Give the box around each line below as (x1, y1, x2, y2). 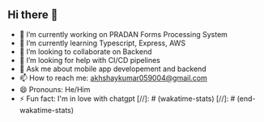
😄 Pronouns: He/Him (19, 84, 91, 94)
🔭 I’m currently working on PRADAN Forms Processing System (19, 29, 228, 39)
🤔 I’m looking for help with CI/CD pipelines (19, 55, 161, 65)
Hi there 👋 (7, 8, 58, 22)
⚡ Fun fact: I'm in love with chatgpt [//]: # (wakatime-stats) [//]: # (19, 94, 236, 103)
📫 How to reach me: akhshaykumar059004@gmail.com (19, 73, 208, 82)
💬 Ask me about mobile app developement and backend (19, 64, 207, 74)
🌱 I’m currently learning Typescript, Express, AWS (19, 38, 186, 48)
